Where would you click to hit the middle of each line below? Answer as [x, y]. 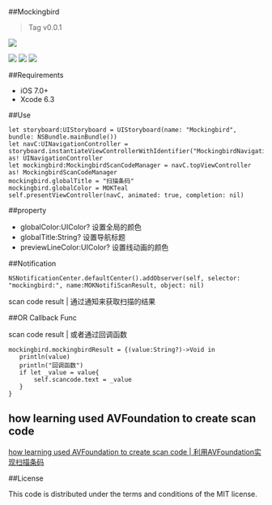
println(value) [45, 357]
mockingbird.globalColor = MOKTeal [68, 188]
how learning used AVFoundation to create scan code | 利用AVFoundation [132, 452]
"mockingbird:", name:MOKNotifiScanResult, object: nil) [106, 285]
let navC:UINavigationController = [68, 144]
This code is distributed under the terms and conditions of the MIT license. [133, 494]
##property [28, 210]
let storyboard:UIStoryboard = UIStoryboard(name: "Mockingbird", [123, 130]
